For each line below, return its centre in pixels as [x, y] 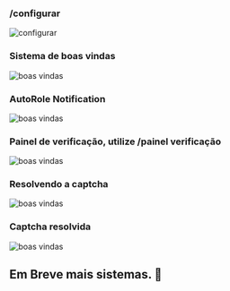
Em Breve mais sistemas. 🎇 [86, 274]
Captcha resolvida [50, 227]
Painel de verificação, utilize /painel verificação [115, 141]
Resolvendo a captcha [59, 184]
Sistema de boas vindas [62, 56]
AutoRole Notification [57, 98]
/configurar [35, 13]
